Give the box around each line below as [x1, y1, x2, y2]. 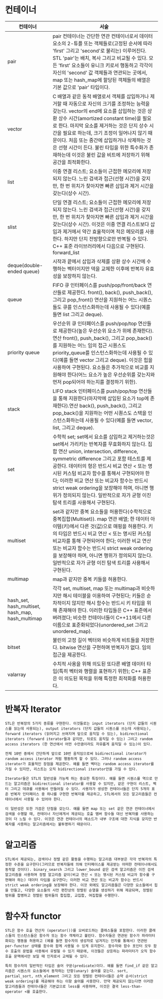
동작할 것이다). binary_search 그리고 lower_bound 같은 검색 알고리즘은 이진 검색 [5, 867, 154, 872]
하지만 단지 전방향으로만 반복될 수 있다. [64, 235, 148, 242]
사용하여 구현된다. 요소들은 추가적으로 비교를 [52, 364, 149, 371]
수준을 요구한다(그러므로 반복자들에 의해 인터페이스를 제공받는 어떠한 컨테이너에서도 [14, 862, 158, 867]
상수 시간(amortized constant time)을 [58, 115, 142, 122]
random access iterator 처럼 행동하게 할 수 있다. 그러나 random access [5, 756, 142, 761]
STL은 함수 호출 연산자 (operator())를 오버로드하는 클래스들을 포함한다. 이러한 [5, 928, 147, 933]
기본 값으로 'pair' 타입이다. [52, 84, 110, 91]
